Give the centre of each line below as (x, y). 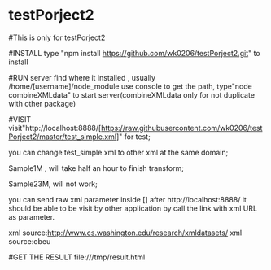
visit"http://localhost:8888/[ (55, 128)
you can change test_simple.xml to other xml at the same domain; (118, 152)
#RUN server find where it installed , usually (82, 77)
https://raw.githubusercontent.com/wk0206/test (181, 128)
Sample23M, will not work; (53, 184)
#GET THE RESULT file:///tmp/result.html (77, 257)
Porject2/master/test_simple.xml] (64, 137)
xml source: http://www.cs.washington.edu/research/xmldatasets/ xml (125, 233)
